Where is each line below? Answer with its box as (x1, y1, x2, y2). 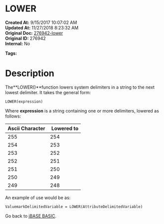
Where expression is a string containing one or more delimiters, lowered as (5, 108, 160, 113)
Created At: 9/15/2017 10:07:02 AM (5, 19, 77, 25)
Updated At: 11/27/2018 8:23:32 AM (5, 24, 79, 30)
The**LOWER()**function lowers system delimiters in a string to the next (5, 84, 155, 90)
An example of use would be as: (5, 195, 71, 201)
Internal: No (5, 40, 30, 46)
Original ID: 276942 (5, 35, 46, 41)
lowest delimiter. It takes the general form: (5, 89, 91, 95)
